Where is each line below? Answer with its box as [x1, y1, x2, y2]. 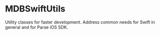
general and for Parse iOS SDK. [5, 24, 69, 30]
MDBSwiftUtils [5, 3, 66, 14]
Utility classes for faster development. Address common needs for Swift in [5, 19, 155, 25]
